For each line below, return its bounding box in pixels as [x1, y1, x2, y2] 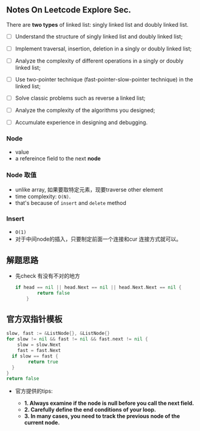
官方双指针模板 [6, 314, 63, 324]
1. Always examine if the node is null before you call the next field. [24, 399, 195, 407]
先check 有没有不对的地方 [15, 272, 80, 279]
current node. [24, 419, 60, 426]
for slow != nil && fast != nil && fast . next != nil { [6, 336, 148, 342]
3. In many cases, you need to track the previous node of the [24, 413, 181, 420]
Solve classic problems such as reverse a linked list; [15, 94, 146, 102]
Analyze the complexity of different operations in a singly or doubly [15, 57, 184, 64]
